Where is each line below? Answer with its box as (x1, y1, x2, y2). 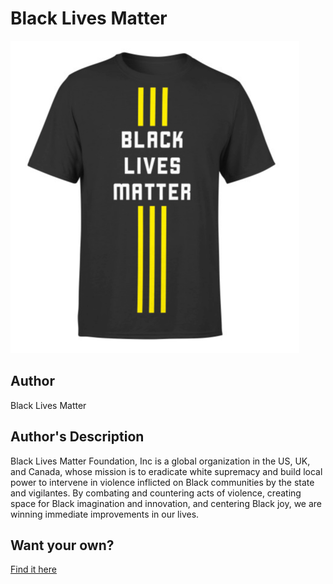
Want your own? (10, 537, 115, 554)
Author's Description (10, 428, 145, 446)
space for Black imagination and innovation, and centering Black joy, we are (10, 497, 323, 509)
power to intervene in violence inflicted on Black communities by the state (10, 476, 315, 488)
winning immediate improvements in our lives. (10, 508, 200, 520)
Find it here (10, 563, 57, 576)
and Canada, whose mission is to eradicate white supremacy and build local (10, 465, 323, 477)
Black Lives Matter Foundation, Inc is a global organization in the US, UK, (10, 455, 311, 467)
